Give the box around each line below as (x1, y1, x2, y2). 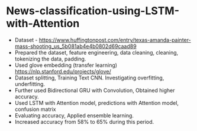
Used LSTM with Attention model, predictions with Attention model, (14, 99, 179, 106)
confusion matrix (14, 106, 56, 113)
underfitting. (14, 80, 46, 87)
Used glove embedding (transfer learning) (14, 61, 117, 69)
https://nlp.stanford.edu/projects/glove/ (14, 68, 111, 75)
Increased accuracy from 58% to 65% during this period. (14, 118, 154, 125)
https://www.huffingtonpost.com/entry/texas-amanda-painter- (38, 36, 191, 43)
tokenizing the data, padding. (14, 55, 86, 62)
